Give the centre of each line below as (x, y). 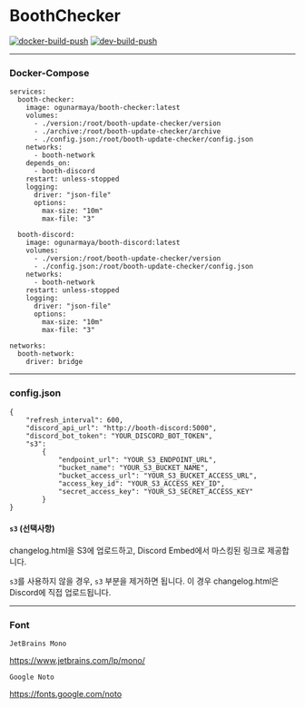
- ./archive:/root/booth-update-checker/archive (127, 132)
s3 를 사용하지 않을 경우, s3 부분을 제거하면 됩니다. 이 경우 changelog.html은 (144, 581)
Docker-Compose (49, 73)
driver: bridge (54, 362)
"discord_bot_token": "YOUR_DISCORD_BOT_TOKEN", (119, 436)
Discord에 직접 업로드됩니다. (60, 592)
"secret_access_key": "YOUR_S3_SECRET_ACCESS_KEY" (156, 491)
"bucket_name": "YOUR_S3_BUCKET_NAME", (133, 467)
